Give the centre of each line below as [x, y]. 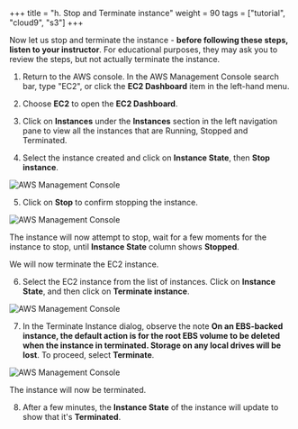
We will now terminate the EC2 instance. [84, 264]
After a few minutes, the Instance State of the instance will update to [150, 407]
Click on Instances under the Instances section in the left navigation [149, 121]
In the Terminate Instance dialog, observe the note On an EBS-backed [153, 326]
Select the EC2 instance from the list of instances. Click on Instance [149, 282]
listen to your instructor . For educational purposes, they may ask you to [144, 50]
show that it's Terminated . [72, 417]
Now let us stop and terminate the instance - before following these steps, [149, 40]
